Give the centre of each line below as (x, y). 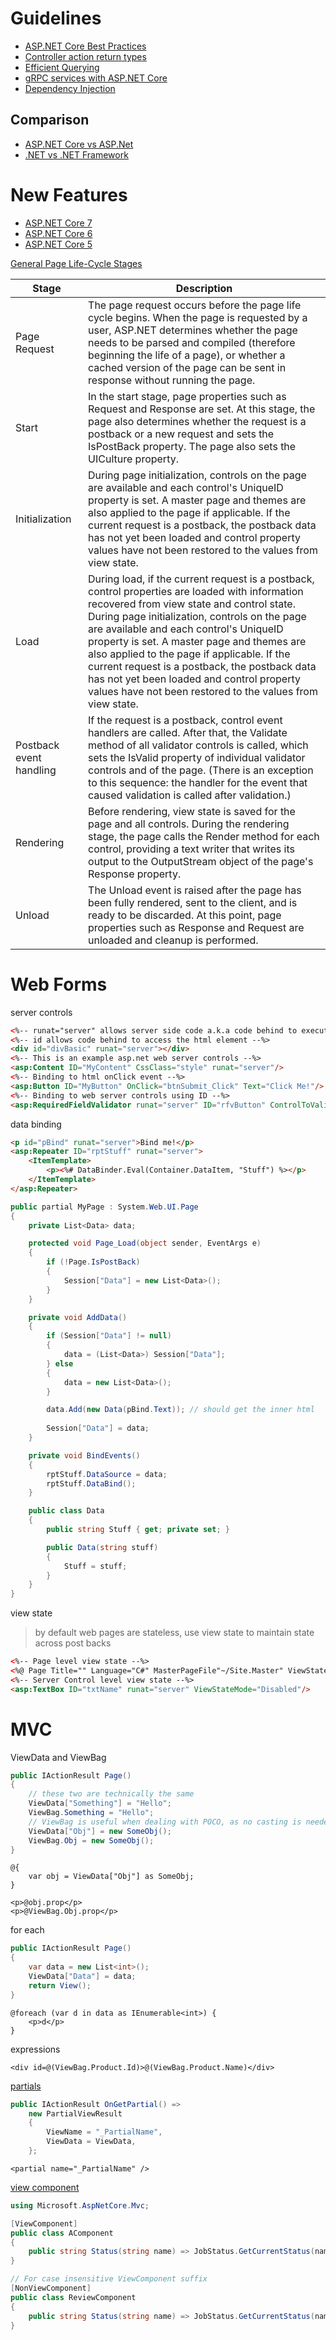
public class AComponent (62, 2233)
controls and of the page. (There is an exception (201, 770)
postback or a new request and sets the (181, 434)
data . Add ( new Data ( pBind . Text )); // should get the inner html (180, 1410)
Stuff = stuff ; (95, 1566)
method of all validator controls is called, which (198, 745)
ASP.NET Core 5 (58, 244)
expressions (35, 2049)
